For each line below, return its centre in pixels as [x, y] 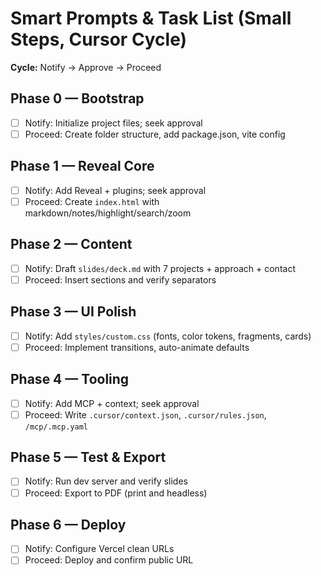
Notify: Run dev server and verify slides [106, 481]
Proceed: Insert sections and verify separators [120, 279]
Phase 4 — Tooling [70, 379]
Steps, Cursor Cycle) [99, 39]
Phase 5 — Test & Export [88, 457]
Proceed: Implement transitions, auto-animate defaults [137, 347]
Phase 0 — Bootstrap [77, 98]
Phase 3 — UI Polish [73, 312]
